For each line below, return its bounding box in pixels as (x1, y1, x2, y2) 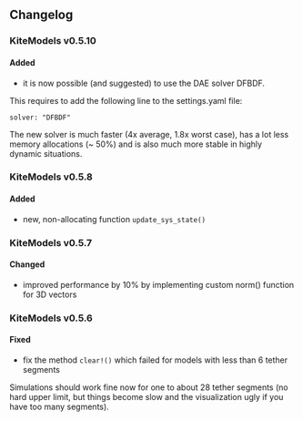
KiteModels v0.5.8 (9, 170, 93, 183)
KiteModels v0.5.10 (9, 35, 97, 47)
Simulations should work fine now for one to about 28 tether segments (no (9, 382, 288, 393)
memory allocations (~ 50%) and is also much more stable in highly (9, 139, 262, 149)
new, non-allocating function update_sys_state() (22, 213, 207, 224)
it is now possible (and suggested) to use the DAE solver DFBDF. (22, 77, 266, 88)
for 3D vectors (22, 289, 77, 300)
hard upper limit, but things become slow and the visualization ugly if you (9, 391, 284, 402)
